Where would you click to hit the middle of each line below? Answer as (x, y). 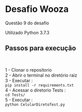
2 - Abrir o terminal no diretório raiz (41, 75)
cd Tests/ (15, 95)
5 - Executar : (19, 100)
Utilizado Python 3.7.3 (27, 32)
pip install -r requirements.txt (40, 85)
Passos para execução (41, 48)
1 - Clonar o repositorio (28, 70)
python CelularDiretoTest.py (35, 105)
